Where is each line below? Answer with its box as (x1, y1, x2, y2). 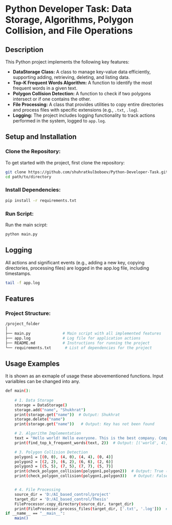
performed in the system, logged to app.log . (12, 118, 106, 123)
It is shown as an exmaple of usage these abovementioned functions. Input (5, 373, 164, 379)
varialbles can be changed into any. (5, 379, 80, 385)
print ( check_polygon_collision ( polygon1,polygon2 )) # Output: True (14, 469, 164, 474)
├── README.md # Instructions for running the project (5, 340, 150, 346)
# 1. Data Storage (14, 397, 54, 403)
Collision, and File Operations (5, 25, 133, 36)
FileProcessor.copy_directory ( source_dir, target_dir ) (14, 501, 134, 507)
